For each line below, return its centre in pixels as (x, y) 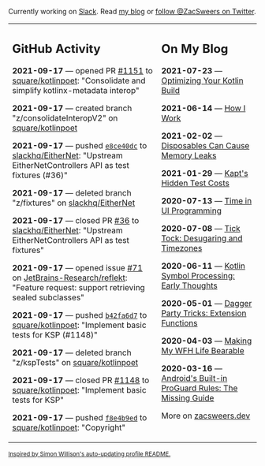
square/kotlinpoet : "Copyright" (69, 427)
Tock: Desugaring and (202, 238)
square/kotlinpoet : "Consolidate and (79, 80)
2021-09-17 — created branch (72, 108)
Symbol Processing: (198, 275)
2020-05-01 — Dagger (207, 303)
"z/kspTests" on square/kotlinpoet (75, 362)
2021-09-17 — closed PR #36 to (76, 220)
